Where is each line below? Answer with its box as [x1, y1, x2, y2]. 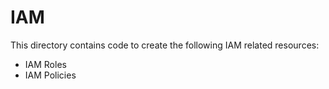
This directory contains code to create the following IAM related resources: [10, 39, 320, 51]
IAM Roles [24, 58, 67, 70]
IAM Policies [24, 69, 77, 81]
